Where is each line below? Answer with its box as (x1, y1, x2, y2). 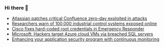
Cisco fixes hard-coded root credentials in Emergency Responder (11, 26, 145, 32)
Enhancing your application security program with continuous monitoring (11, 36, 160, 42)
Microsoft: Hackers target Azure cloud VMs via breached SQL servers (11, 31, 153, 37)
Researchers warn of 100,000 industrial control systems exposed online (11, 21, 157, 26)
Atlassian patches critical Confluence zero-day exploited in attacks (11, 16, 147, 22)
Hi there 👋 (4, 4, 29, 11)
